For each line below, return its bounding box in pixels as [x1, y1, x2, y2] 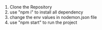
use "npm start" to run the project [9, 19, 78, 25]
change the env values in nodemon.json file [9, 15, 97, 20]
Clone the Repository [9, 4, 52, 10]
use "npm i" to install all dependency [9, 9, 84, 15]
